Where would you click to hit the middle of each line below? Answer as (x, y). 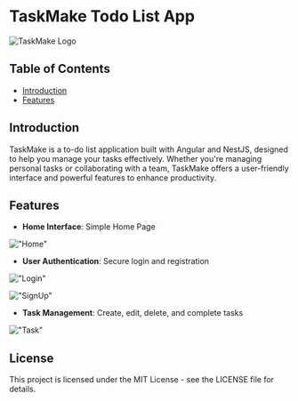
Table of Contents (60, 69)
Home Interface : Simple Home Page (89, 227)
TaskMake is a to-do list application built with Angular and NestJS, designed (149, 149)
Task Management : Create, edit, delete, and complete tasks (133, 313)
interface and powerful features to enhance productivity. (113, 177)
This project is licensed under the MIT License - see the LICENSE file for (141, 380)
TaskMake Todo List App (102, 16)
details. (23, 389)
